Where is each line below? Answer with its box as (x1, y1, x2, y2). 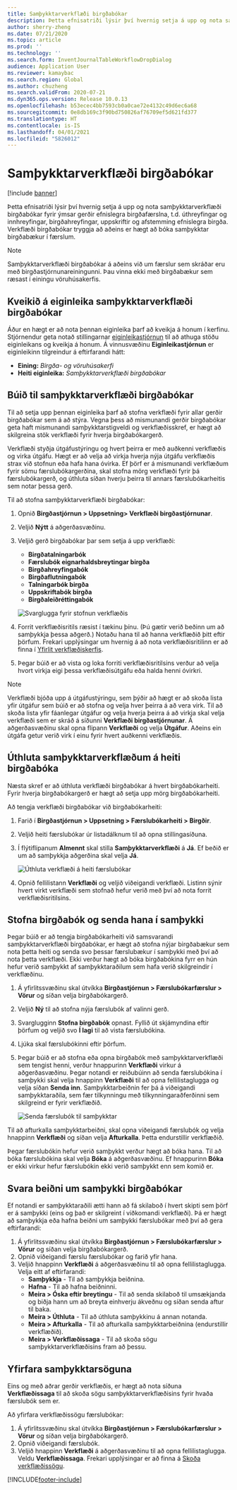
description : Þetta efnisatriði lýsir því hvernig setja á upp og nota (7, 17, 222, 24)
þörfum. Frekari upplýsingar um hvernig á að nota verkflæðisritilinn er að (17, 637, 229, 646)
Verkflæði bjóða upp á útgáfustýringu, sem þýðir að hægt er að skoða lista (7, 693, 223, 702)
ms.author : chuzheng (7, 83, 68, 90)
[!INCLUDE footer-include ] (7, 1475, 83, 1484)
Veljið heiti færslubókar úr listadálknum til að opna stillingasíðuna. (17, 830, 208, 838)
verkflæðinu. (7, 970, 44, 979)
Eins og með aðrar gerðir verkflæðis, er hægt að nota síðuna (7, 1382, 182, 1390)
